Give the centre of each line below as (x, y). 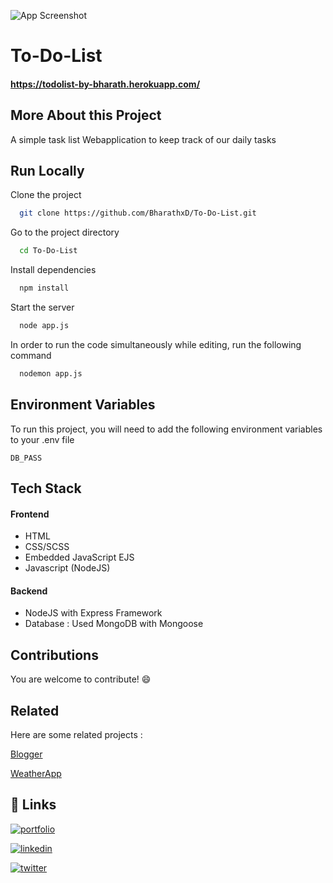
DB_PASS (26, 458)
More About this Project (86, 115)
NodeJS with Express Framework (93, 613)
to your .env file (42, 439)
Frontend (30, 514)
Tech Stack (46, 488)
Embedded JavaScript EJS (79, 557)
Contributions (54, 655)
